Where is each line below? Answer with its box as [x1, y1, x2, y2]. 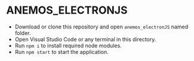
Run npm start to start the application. [14, 48, 109, 55]
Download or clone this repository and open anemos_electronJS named [14, 23, 189, 30]
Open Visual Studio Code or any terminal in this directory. [14, 36, 156, 43]
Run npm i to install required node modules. [14, 42, 122, 49]
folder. [14, 29, 31, 36]
